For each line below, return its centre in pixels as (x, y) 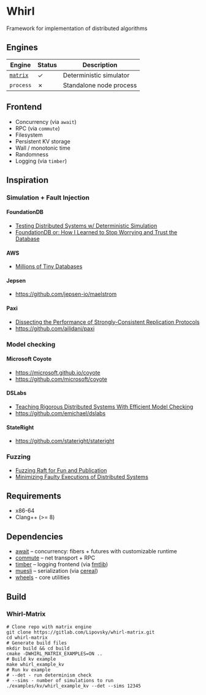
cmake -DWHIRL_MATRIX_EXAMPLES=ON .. (55, 654)
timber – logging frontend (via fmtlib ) (62, 564)
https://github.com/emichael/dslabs (60, 413)
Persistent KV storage (43, 141)
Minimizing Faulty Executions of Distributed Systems (82, 477)
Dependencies (35, 536)
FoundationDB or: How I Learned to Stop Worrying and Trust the (96, 232)
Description (100, 64)
